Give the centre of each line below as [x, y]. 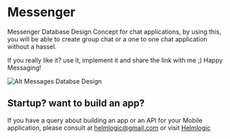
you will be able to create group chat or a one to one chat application [108, 39]
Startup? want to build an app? [76, 104]
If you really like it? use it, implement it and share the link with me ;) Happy [115, 60]
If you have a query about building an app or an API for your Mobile [105, 120]
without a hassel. [32, 46]
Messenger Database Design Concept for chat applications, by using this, [114, 32]
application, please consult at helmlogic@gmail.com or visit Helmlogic [109, 128]
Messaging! [24, 67]
